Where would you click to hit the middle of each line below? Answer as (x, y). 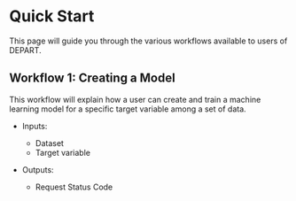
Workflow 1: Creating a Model (92, 78)
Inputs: (35, 126)
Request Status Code (74, 187)
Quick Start (52, 16)
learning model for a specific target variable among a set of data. (128, 109)
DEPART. (25, 50)
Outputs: (38, 169)
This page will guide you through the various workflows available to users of (148, 41)
